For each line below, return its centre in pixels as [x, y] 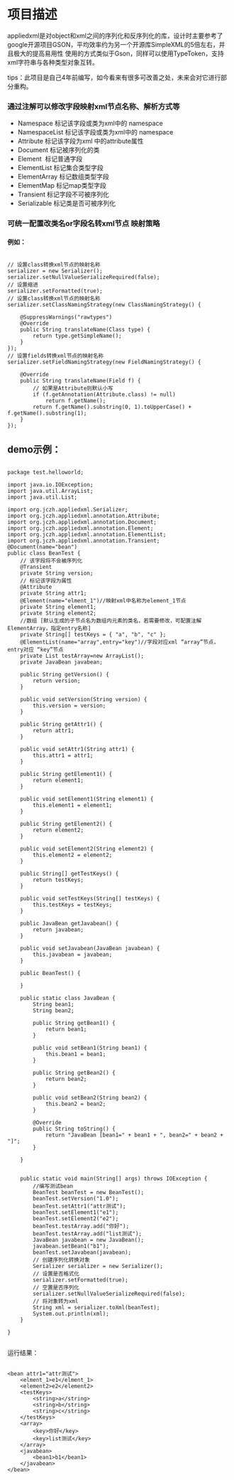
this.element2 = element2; [73, 855]
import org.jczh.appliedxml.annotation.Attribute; [84, 516]
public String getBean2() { [74, 1073]
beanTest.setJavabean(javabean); [82, 1252]
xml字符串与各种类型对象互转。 [53, 62]
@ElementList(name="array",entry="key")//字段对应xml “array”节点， [119, 642]
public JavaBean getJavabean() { [69, 924]
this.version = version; [69, 706]
